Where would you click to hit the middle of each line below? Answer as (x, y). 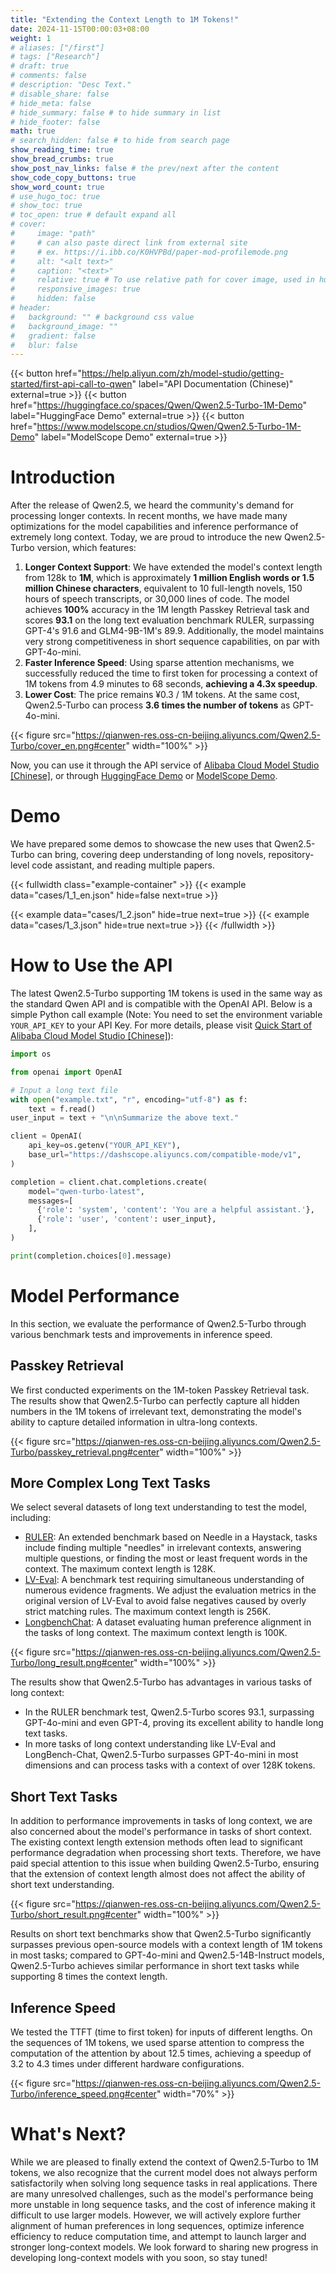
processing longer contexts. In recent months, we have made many (149, 516)
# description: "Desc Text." (71, 85)
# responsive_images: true (75, 289)
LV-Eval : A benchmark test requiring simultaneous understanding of (164, 1580)
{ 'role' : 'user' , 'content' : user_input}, (126, 1219)
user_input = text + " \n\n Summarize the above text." (125, 1118)
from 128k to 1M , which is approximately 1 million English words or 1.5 (169, 578)
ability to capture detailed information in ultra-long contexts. (134, 1422)
